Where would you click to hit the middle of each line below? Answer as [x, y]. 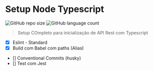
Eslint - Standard [30, 42]
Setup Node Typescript [55, 9]
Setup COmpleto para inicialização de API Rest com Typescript [83, 32]
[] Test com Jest [29, 63]
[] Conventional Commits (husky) [47, 58]
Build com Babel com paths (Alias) [48, 48]
